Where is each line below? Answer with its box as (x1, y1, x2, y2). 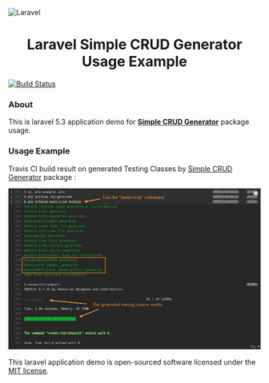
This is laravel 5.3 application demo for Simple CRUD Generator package (8, 117, 250, 127)
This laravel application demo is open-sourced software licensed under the (8, 357, 256, 367)
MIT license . (8, 366, 50, 376)
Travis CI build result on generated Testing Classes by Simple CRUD (8, 164, 233, 174)
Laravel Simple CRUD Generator (26, 36, 243, 54)
